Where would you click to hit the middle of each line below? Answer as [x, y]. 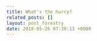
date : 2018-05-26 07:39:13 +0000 [49, 29]
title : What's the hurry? [39, 12]
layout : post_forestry [35, 23]
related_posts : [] [30, 17]
